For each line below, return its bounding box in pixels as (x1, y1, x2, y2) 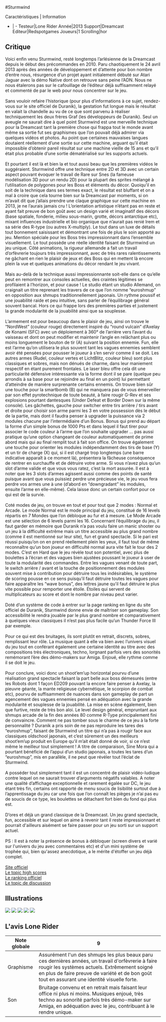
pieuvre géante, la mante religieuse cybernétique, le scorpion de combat (5, 686, 153, 692)
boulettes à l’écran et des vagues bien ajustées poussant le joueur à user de (5, 554, 160, 560)
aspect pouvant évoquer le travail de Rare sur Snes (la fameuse (5, 171, 134, 177)
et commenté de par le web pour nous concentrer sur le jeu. (5, 87, 127, 93)
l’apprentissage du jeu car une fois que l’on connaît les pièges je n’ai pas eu (5, 790, 159, 797)
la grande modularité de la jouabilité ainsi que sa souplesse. (5, 308, 127, 314)
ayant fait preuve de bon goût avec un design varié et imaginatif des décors (5, 208, 160, 214)
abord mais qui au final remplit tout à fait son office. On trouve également (5, 439, 154, 445)
